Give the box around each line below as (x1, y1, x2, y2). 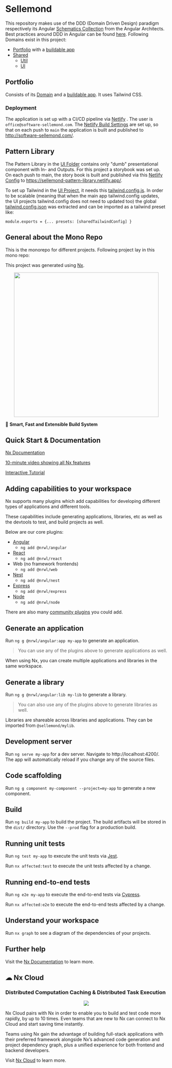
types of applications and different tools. (5, 503, 91, 510)
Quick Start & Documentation (5, 436, 101, 445)
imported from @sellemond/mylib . (5, 722, 75, 728)
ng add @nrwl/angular (20, 546, 67, 551)
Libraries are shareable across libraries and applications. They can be (5, 717, 153, 723)
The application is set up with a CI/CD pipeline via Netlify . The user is (5, 116, 153, 122)
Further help (5, 945, 46, 954)
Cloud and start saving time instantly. (5, 1021, 84, 1027)
